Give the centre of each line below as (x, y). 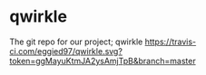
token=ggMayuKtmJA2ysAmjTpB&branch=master (103, 61)
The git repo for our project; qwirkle (76, 42)
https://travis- (171, 42)
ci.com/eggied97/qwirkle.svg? (66, 51)
